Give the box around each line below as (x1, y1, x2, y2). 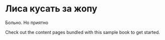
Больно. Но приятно (5, 19, 49, 25)
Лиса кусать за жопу (5, 3, 98, 14)
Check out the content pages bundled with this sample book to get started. (5, 29, 160, 35)
